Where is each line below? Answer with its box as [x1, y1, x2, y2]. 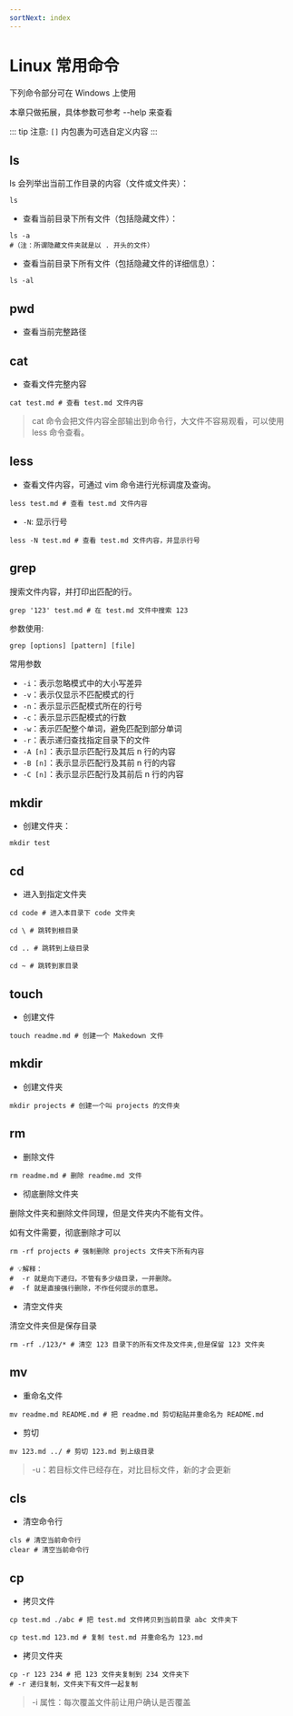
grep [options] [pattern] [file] [9, 641, 136, 651]
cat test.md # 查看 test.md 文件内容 [9, 399, 143, 408]
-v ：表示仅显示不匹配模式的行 [22, 689, 135, 700]
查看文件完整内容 [22, 379, 87, 389]
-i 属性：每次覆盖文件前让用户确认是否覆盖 [31, 1697, 191, 1708]
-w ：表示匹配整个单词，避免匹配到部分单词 [22, 722, 183, 733]
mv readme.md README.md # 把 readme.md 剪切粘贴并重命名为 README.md [9, 1409, 265, 1419]
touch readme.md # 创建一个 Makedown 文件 [9, 1032, 164, 1041]
